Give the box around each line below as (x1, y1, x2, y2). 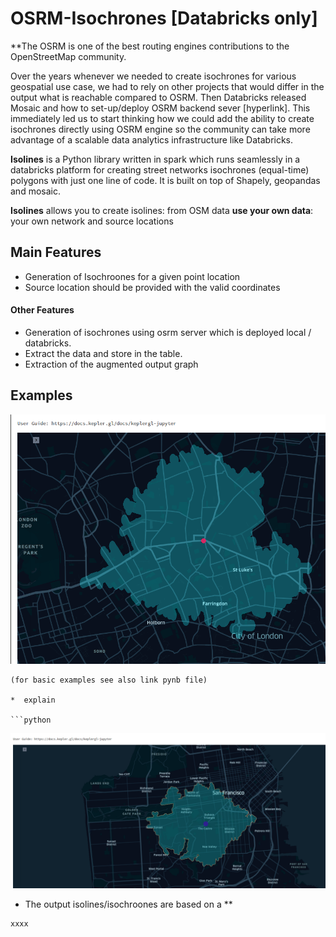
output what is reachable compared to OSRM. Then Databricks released (10, 91, 307, 103)
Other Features (10, 304, 75, 316)
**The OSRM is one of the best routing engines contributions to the (10, 40, 290, 52)
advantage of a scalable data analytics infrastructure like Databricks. (10, 133, 294, 146)
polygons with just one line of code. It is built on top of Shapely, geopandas (10, 174, 321, 186)
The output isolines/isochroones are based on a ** (24, 898, 233, 910)
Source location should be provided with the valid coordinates (24, 281, 281, 293)
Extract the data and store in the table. (24, 347, 183, 359)
